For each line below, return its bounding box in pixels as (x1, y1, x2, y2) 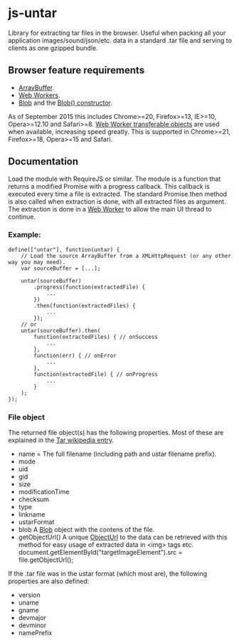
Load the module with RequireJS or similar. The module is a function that (8, 174, 221, 183)
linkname (18, 511, 46, 519)
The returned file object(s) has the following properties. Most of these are (8, 429, 224, 437)
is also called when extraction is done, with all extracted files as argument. (8, 197, 226, 206)
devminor (18, 621, 47, 629)
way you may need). (8, 258, 66, 266)
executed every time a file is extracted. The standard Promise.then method (8, 189, 227, 198)
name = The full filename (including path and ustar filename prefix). (18, 450, 217, 459)
